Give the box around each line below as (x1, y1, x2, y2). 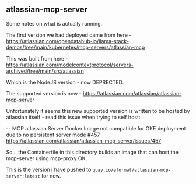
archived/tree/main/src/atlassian (6, 67, 85, 75)
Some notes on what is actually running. (6, 20, 103, 27)
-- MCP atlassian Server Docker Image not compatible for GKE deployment (6, 125, 186, 132)
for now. (41, 172, 61, 179)
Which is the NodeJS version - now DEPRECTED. (6, 79, 124, 86)
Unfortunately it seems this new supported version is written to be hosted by (6, 107, 190, 114)
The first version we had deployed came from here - (6, 31, 132, 38)
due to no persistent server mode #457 (6, 131, 100, 138)
